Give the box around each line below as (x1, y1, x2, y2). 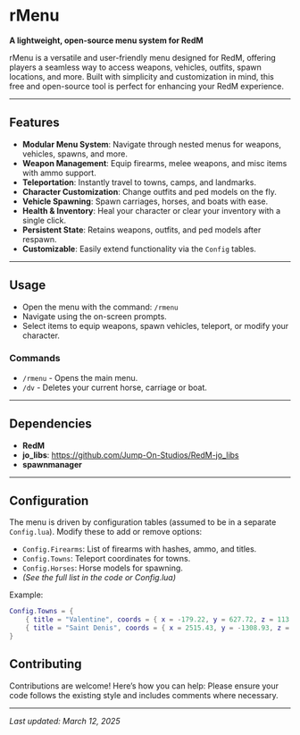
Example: (9, 589, 44, 600)
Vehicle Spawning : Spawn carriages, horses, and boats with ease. (21, 196, 269, 207)
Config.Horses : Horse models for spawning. (21, 562, 183, 573)
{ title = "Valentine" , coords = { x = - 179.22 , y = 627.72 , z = (25, 615, 274, 624)
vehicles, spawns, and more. (21, 148, 128, 159)
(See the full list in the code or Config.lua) (21, 572, 177, 583)
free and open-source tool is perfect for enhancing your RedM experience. (9, 80, 284, 91)
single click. (21, 215, 67, 225)
